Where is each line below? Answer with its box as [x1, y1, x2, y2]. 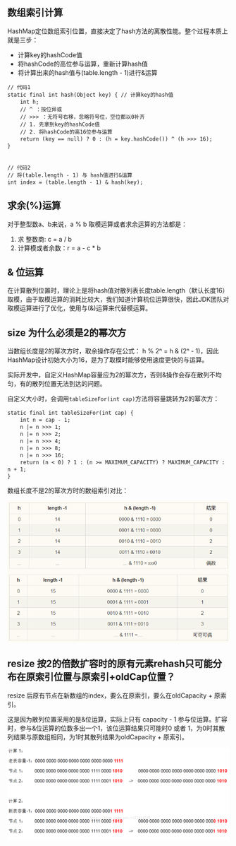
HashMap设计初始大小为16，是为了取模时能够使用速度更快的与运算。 [7, 356, 209, 364]
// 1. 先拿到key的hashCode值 [20, 121, 100, 128]
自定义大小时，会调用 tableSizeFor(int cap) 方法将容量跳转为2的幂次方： [7, 394, 220, 403]
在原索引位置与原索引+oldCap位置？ [16, 671, 176, 683]
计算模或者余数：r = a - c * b [17, 243, 101, 252]
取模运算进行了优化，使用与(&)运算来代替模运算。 [7, 304, 152, 312]
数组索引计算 [7, 6, 63, 19]
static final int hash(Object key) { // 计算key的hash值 [7, 91, 174, 98]
